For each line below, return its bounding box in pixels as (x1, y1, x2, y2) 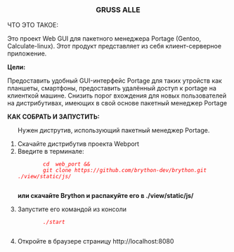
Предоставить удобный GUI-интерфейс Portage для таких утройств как (7, 77, 223, 85)
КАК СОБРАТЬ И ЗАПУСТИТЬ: (7, 112, 100, 121)
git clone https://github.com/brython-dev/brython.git (43, 167, 207, 174)
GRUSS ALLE (96, 5, 141, 15)
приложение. (7, 49, 47, 58)
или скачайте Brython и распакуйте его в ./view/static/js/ (17, 192, 194, 200)
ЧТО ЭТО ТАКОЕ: (7, 21, 58, 29)
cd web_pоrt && (43, 161, 91, 168)
